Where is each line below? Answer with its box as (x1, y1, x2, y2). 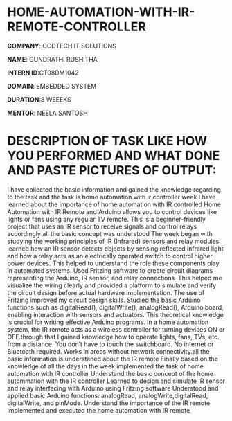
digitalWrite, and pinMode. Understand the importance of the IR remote (7, 399, 211, 407)
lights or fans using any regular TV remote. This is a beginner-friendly (7, 215, 206, 223)
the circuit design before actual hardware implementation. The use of (7, 288, 205, 296)
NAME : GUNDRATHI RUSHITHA (7, 55, 98, 63)
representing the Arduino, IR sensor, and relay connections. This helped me (7, 274, 223, 282)
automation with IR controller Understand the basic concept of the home (7, 369, 213, 377)
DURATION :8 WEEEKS (7, 95, 71, 104)
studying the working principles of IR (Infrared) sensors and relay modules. (7, 237, 222, 245)
